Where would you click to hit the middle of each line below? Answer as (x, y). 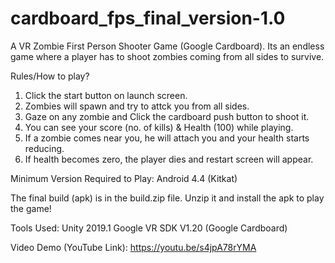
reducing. (44, 148)
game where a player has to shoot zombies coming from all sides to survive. (167, 56)
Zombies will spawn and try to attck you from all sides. (137, 106)
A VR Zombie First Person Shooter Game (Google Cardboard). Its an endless (167, 46)
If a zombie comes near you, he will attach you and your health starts (167, 138)
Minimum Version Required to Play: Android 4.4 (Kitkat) (124, 178)
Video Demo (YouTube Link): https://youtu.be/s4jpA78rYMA (133, 247)
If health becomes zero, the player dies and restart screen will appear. (169, 159)
